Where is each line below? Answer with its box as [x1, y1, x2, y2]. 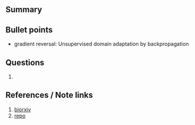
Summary [5, 5, 42, 15]
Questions [5, 57, 45, 67]
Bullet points [5, 25, 53, 35]
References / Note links [5, 90, 94, 100]
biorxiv [14, 106, 31, 113]
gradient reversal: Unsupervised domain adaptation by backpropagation [14, 41, 189, 48]
